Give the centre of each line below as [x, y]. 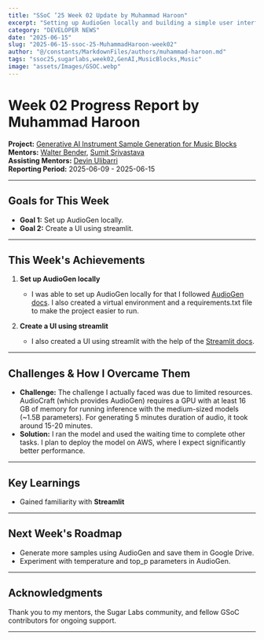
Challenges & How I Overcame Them [99, 373]
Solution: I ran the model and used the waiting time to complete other [132, 434]
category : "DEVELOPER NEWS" [54, 30]
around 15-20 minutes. [56, 426]
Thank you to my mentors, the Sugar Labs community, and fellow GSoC [124, 612]
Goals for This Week [59, 201]
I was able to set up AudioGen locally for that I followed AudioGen [137, 294]
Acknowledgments [56, 593]
